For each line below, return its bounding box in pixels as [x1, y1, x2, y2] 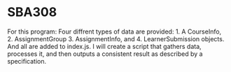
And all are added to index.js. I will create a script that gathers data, [7, 42, 202, 50]
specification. [7, 57, 47, 65]
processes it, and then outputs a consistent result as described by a [7, 50, 203, 58]
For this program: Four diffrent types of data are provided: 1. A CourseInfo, [7, 27, 222, 36]
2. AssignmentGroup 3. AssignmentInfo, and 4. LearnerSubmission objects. [7, 34, 225, 43]
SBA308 [7, 4, 57, 20]
